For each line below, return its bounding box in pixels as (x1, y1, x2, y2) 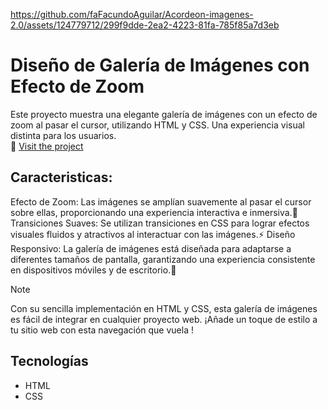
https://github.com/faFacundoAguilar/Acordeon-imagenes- (10, 9, 254, 20)
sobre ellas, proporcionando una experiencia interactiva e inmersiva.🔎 (10, 206, 298, 218)
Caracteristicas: (10, 169, 113, 186)
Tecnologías (10, 353, 89, 370)
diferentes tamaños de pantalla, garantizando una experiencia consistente (10, 253, 316, 265)
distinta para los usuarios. (10, 129, 117, 141)
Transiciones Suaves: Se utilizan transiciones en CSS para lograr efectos (10, 217, 310, 229)
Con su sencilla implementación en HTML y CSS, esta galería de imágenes (10, 302, 318, 314)
